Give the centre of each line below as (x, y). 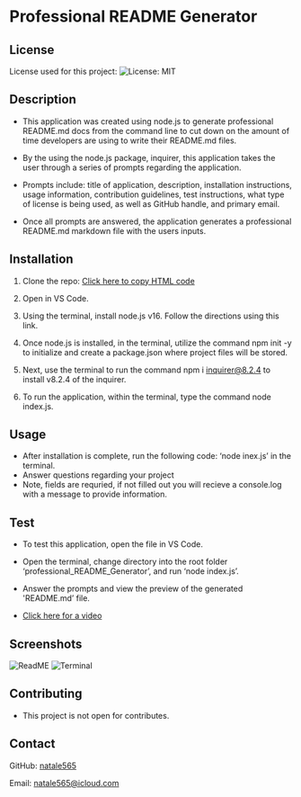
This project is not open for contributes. (96, 715)
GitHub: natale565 (43, 766)
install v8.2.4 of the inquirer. (74, 379)
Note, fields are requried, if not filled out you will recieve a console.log (152, 485)
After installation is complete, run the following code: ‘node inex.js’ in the (157, 456)
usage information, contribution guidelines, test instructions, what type (153, 194)
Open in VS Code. (56, 298)
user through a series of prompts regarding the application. (132, 167)
